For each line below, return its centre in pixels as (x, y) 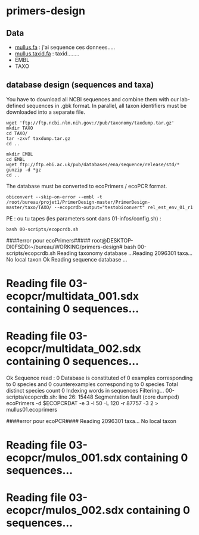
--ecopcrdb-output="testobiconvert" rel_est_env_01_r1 (124, 207)
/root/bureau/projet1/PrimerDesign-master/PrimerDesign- (78, 202)
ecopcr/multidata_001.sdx (73, 296)
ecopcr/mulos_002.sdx (65, 510)
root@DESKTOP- (112, 240)
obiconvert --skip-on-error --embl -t (54, 197)
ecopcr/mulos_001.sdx (64, 458)
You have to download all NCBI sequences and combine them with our (93, 99)
